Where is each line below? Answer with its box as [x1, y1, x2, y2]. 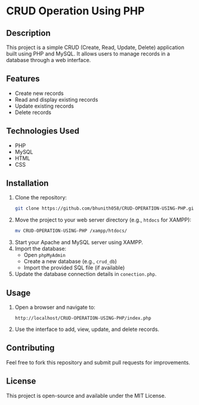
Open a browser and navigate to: [14, 303, 95, 311]
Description [6, 28, 51, 38]
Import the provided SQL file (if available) [23, 264, 125, 271]
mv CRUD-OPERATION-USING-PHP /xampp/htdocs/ [14, 228, 128, 234]
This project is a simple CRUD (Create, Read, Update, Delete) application [6, 44, 185, 51]
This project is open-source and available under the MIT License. [6, 392, 166, 399]
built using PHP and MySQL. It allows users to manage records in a [6, 50, 170, 57]
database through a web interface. [6, 57, 91, 63]
